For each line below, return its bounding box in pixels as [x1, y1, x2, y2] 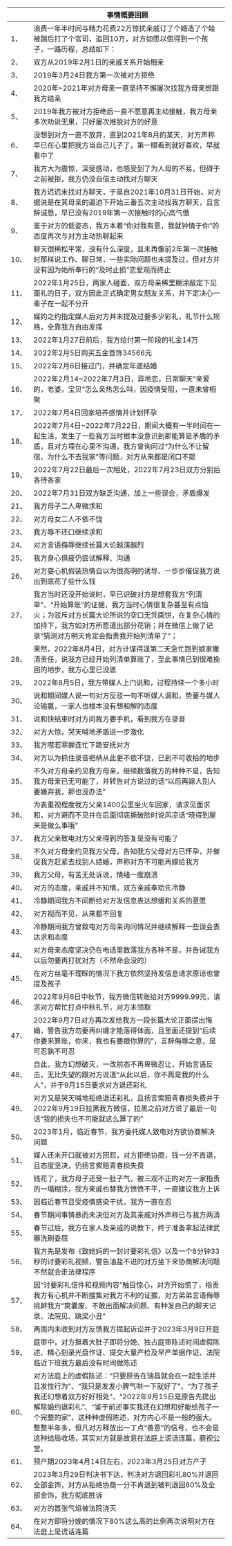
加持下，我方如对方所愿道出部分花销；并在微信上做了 [33, 621, 206, 630]
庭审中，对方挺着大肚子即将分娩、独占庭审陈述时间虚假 [33, 1338, 213, 1347]
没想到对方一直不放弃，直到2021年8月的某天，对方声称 [33, 130, 215, 139]
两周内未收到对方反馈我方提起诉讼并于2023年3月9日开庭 [33, 1324, 220, 1333]
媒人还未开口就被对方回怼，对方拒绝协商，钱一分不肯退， [33, 1151, 220, 1160]
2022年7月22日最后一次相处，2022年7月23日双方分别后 [33, 465, 221, 474]
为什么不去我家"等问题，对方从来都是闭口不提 [47, 452, 196, 461]
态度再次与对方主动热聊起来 [33, 231, 124, 241]
